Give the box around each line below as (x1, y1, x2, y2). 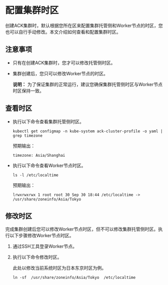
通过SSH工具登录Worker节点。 (12, 243, 77, 249)
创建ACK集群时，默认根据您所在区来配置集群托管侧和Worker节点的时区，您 (5, 22, 163, 28)
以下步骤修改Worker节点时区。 (9, 233, 74, 239)
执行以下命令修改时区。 (12, 254, 62, 260)
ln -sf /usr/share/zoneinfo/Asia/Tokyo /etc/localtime (12, 275, 136, 280)
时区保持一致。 (12, 88, 44, 94)
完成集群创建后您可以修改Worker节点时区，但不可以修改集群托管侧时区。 (5, 226, 158, 232)
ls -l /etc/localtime (12, 173, 58, 178)
